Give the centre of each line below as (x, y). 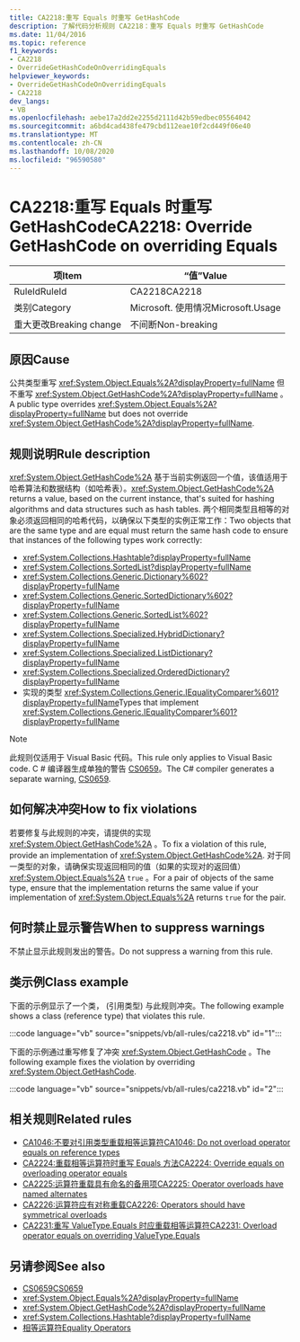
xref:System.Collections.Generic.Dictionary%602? (115, 577)
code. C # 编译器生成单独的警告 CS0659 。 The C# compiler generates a (142, 769)
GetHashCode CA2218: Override (131, 227)
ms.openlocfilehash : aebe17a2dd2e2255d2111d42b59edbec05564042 (130, 118)
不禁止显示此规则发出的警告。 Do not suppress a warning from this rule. (141, 951)
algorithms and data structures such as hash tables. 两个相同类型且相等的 (146, 510)
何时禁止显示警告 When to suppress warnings (137, 928)
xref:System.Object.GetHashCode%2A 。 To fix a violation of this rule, (138, 844)
